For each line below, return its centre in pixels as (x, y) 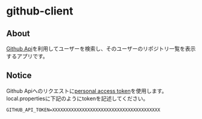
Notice (19, 76)
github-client (40, 11)
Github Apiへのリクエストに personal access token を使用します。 (87, 91)
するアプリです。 (27, 56)
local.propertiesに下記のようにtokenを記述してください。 (77, 98)
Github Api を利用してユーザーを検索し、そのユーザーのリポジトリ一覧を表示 (101, 49)
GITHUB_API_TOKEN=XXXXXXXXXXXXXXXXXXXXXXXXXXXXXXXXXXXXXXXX (84, 110)
